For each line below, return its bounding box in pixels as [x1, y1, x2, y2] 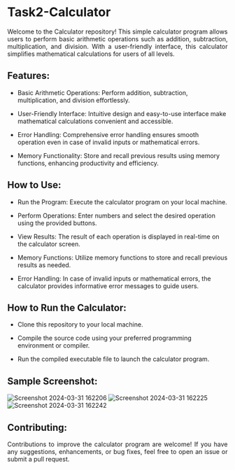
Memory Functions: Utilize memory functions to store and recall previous [17, 253, 228, 262]
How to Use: [7, 179, 62, 191]
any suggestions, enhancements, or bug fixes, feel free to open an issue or [7, 448, 228, 455]
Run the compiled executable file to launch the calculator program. [17, 355, 210, 364]
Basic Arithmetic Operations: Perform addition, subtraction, [17, 88, 188, 97]
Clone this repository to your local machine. [17, 320, 143, 329]
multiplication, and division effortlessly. [17, 96, 131, 104]
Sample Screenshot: [7, 375, 98, 387]
